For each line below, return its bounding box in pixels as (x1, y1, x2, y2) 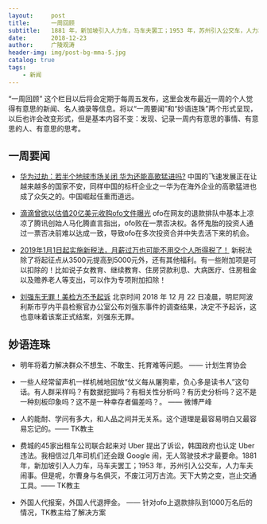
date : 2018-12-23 (8, 33, 87, 42)
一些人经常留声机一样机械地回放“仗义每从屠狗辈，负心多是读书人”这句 (19, 377, 250, 387)
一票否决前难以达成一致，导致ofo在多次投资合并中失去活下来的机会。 (26, 229, 254, 238)
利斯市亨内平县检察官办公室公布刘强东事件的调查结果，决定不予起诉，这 (19, 302, 257, 311)
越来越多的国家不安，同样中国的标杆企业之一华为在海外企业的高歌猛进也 (19, 182, 257, 191)
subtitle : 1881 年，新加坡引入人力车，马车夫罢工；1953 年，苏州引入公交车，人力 (8, 26, 258, 34)
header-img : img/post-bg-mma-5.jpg (8, 49, 126, 57)
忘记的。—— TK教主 (26, 424, 95, 434)
